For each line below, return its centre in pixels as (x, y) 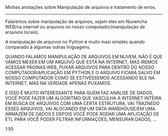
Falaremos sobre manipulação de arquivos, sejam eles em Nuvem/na (76, 21)
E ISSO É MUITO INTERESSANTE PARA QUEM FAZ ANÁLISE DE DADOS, (79, 93)
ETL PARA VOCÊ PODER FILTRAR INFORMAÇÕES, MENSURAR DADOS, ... (81, 119)
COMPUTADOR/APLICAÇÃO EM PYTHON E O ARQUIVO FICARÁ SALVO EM (83, 72)
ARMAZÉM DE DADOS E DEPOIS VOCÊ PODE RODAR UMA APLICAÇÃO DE (82, 114)
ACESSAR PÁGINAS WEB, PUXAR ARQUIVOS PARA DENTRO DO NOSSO (80, 67)
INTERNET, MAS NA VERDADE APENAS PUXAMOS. (58, 83)
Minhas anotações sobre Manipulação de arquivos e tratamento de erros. (81, 7)
